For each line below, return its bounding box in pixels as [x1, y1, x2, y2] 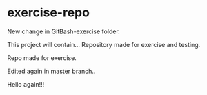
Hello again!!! [7, 80, 45, 88]
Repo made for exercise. [7, 53, 77, 62]
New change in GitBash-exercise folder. [7, 27, 121, 36]
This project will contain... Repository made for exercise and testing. [7, 40, 201, 49]
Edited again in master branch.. [7, 67, 96, 75]
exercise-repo [7, 5, 90, 21]
